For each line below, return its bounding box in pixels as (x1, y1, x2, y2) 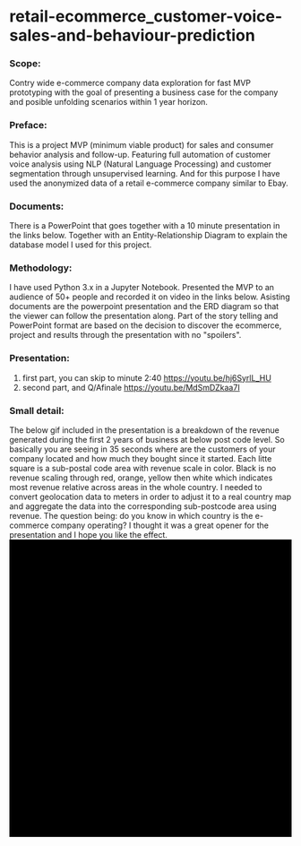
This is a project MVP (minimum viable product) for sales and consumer (9, 139, 274, 150)
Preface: (9, 119, 47, 132)
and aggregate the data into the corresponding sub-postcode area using (9, 500, 278, 512)
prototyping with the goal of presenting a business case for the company (9, 87, 279, 98)
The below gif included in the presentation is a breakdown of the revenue (9, 424, 279, 436)
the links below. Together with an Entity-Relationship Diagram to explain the (9, 230, 288, 241)
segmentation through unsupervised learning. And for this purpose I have (9, 168, 280, 178)
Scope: (9, 57, 41, 70)
